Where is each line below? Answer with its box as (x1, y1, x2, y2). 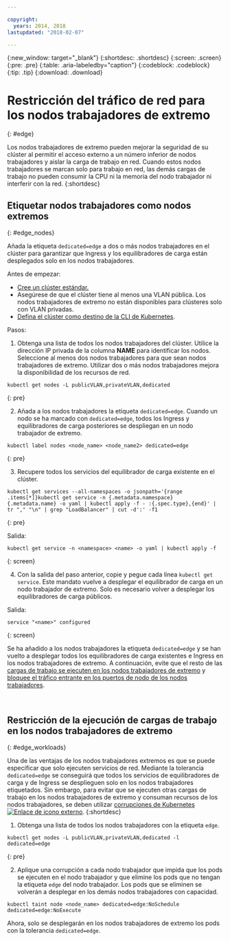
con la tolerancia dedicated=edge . (7, 926, 101, 934)
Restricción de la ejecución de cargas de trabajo (7, 714, 218, 726)
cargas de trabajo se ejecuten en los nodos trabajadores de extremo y (7, 667, 206, 675)
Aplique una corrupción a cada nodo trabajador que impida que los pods (16, 865, 223, 874)
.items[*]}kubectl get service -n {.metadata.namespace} (7, 495, 174, 501)
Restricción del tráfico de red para (7, 92, 205, 108)
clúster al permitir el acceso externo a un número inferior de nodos (7, 151, 197, 159)
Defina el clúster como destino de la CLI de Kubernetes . (16, 312, 176, 321)
